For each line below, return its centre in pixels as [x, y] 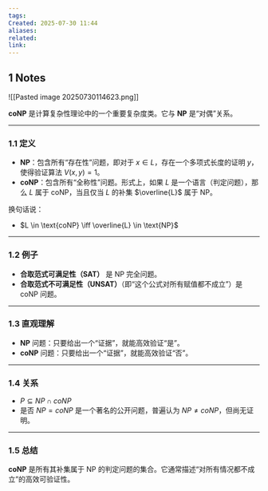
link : [17, 46]
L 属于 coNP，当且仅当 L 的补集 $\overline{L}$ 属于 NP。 [123, 192]
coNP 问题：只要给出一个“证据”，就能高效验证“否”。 [106, 353]
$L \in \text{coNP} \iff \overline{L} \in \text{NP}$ [99, 225]
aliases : [23, 30]
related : [23, 38]
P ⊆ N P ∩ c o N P [45, 401]
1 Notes [27, 78]
